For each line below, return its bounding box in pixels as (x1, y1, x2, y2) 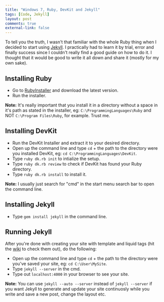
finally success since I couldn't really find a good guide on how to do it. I (5, 50, 152, 56)
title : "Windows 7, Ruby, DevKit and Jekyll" (5, 7, 100, 12)
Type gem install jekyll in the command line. (12, 213, 107, 219)
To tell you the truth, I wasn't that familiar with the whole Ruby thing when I (5, 39, 157, 45)
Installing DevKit (5, 127, 57, 135)
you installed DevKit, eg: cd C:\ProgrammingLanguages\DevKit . (12, 150, 137, 156)
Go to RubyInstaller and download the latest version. (12, 87, 119, 93)
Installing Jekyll (5, 201, 55, 209)
